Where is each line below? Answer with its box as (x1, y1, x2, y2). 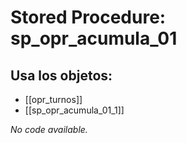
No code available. (10, 124, 88, 135)
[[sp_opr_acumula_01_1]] (24, 104, 125, 116)
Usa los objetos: (10, 67, 113, 84)
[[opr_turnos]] (24, 94, 83, 105)
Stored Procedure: (10, 6, 167, 29)
